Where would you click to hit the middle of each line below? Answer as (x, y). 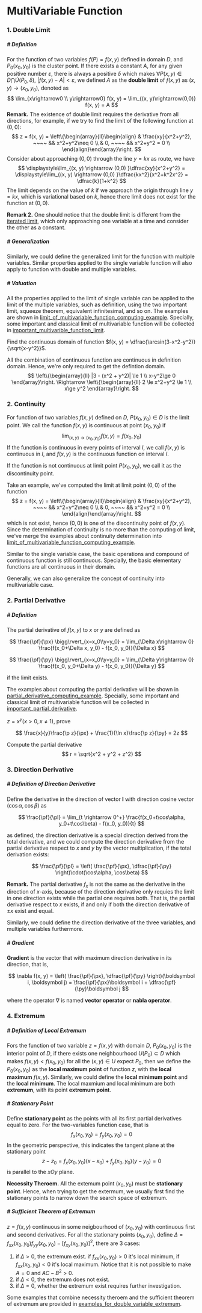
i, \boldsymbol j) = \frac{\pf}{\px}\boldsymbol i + (87, 983)
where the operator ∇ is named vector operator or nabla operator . (89, 1001)
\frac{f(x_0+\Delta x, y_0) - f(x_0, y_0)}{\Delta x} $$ (102, 648)
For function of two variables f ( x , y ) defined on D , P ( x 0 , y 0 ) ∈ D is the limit (98, 418)
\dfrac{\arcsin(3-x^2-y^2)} (163, 342)
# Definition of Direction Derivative (51, 784)
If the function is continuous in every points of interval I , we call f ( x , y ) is (96, 448)
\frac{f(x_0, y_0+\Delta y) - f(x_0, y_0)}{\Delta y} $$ (102, 666)
